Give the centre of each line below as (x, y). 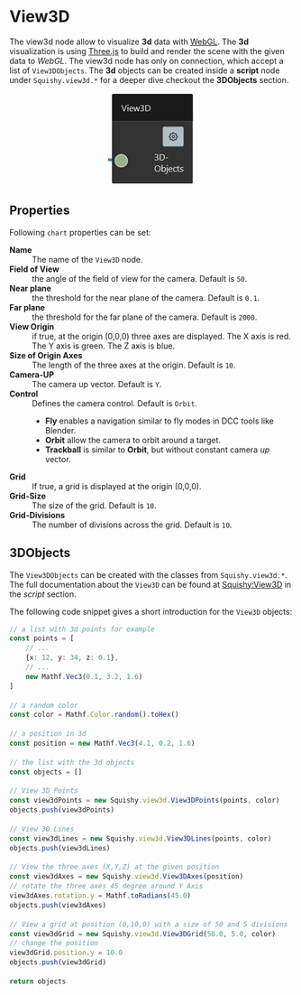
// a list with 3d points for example (82, 629)
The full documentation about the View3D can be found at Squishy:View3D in (150, 584)
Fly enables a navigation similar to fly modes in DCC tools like (160, 421)
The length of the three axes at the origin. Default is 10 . (134, 365)
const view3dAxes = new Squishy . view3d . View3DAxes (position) (127, 877)
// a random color (44, 705)
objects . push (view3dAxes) (58, 905)
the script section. (43, 594)
